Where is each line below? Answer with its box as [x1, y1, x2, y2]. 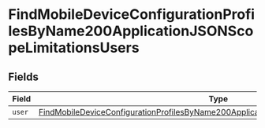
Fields [8, 70, 39, 83]
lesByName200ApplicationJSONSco [8, 22, 254, 40]
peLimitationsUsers [8, 39, 140, 57]
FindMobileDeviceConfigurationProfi [8, 5, 255, 24]
